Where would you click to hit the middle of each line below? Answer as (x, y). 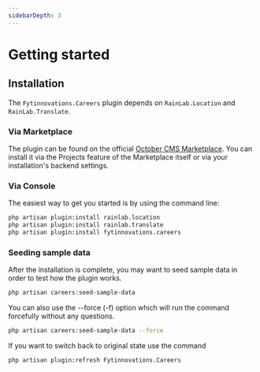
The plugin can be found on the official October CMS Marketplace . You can (130, 148)
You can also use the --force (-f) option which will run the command (119, 308)
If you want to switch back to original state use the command (107, 345)
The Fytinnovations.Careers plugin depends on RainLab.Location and (122, 103)
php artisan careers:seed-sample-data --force (86, 331)
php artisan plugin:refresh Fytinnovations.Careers (95, 360)
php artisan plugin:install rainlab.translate (86, 225)
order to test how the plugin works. (65, 278)
